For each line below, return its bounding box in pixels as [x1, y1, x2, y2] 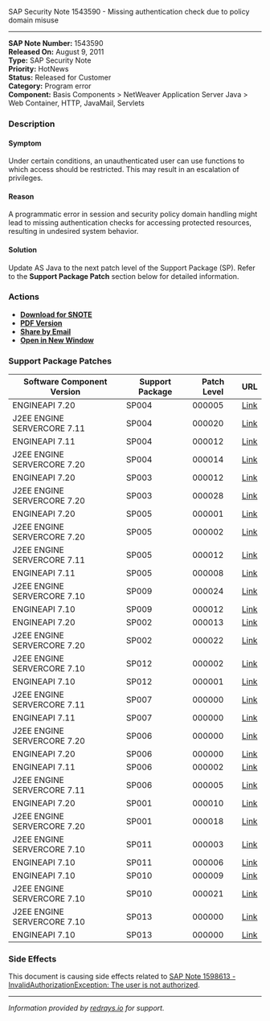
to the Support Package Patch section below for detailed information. [8, 271, 239, 281]
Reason [8, 191, 35, 201]
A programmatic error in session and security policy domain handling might [8, 209, 258, 219]
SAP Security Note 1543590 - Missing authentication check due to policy [8, 7, 250, 16]
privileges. [8, 173, 43, 183]
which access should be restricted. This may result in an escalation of [8, 165, 239, 174]
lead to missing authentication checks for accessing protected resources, [8, 218, 252, 228]
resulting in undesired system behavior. [8, 227, 139, 236]
